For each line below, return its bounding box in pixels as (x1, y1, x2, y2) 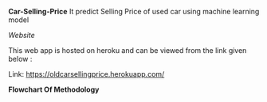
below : (8, 55, 33, 63)
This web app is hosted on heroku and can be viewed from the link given (8, 46, 247, 55)
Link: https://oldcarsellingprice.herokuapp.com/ (8, 70, 165, 78)
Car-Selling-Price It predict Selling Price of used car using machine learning (8, 7, 260, 16)
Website (8, 31, 36, 40)
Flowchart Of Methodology (8, 85, 100, 94)
